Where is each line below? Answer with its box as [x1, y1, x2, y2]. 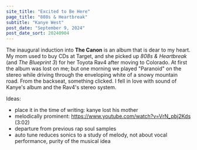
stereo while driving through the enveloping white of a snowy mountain [6, 71, 178, 79]
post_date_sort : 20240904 [6, 30, 69, 36]
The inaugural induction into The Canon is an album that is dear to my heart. [6, 46, 191, 53]
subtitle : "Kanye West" [6, 19, 64, 25]
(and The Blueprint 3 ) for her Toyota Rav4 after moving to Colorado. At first [6, 59, 188, 66]
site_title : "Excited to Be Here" [6, 8, 91, 15]
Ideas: [6, 95, 21, 103]
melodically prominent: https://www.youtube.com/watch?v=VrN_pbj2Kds [14, 112, 191, 120]
